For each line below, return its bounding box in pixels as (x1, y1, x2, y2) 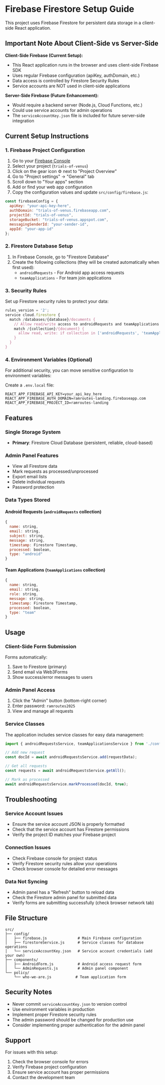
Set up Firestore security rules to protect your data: (5, 298, 109, 304)
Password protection (12, 484, 55, 490)
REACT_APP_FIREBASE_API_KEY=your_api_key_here (5, 392, 102, 397)
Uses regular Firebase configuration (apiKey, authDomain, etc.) (12, 72, 140, 78)
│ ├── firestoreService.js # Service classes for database (5, 940, 144, 945)
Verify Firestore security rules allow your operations (12, 860, 117, 866)
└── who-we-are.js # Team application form (14, 975, 126, 980)
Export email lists (12, 474, 47, 480)
